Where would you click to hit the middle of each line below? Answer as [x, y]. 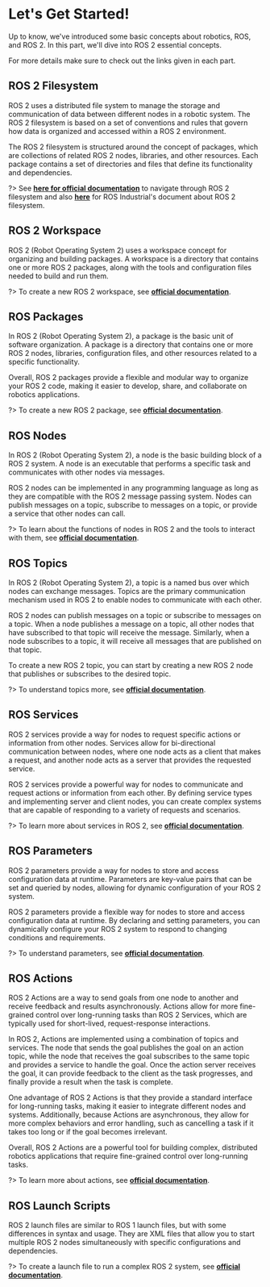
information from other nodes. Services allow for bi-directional [112, 742]
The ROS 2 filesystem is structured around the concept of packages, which [133, 147]
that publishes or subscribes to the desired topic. [90, 674]
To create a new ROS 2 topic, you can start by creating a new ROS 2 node [131, 665]
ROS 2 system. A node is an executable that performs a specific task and [130, 464]
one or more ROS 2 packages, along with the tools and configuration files [130, 267]
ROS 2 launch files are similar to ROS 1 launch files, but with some [118, 1225]
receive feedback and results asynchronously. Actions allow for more [123, 1006]
